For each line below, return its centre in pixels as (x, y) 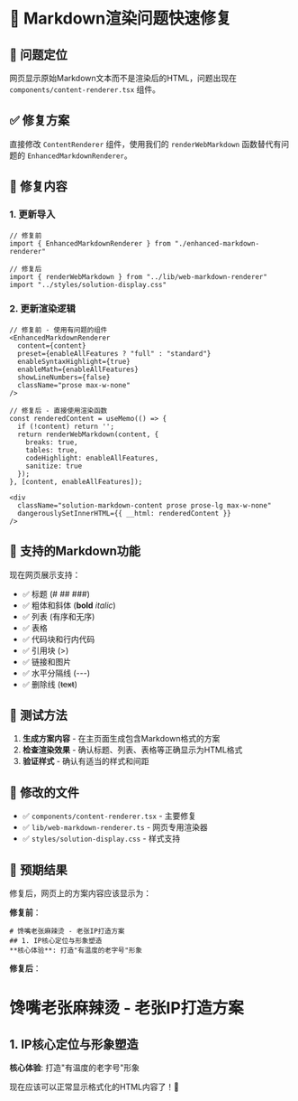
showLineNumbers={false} (64, 377)
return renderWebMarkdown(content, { (88, 434)
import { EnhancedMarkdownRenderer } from (90, 243)
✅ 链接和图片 (47, 661)
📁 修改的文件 (44, 793)
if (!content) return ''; (66, 426)
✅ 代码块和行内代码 (59, 639)
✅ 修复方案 (40, 121)
